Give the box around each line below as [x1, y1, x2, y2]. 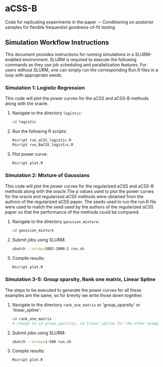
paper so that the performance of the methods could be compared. [5, 209, 140, 215]
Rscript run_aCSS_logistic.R [12, 138, 72, 143]
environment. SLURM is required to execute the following [22, 57, 137, 62]
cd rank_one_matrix [12, 316, 52, 321]
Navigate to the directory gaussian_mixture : [12, 218, 100, 224]
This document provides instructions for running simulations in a [5, 51, 134, 57]
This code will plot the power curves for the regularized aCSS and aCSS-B [5, 183, 154, 189]
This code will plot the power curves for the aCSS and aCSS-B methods [5, 96, 149, 102]
